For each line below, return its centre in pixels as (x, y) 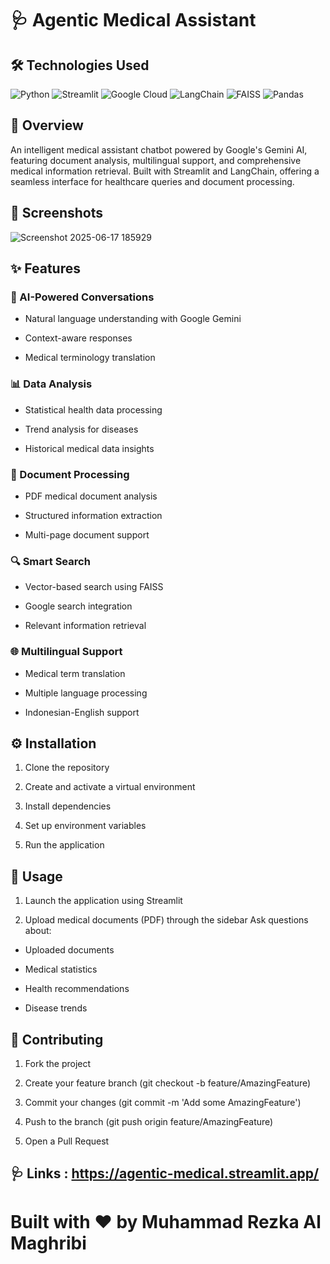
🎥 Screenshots (57, 213)
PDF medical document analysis (91, 496)
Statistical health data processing (93, 409)
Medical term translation (75, 673)
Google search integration (78, 606)
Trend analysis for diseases (81, 429)
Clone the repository (67, 768)
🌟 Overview (47, 125)
